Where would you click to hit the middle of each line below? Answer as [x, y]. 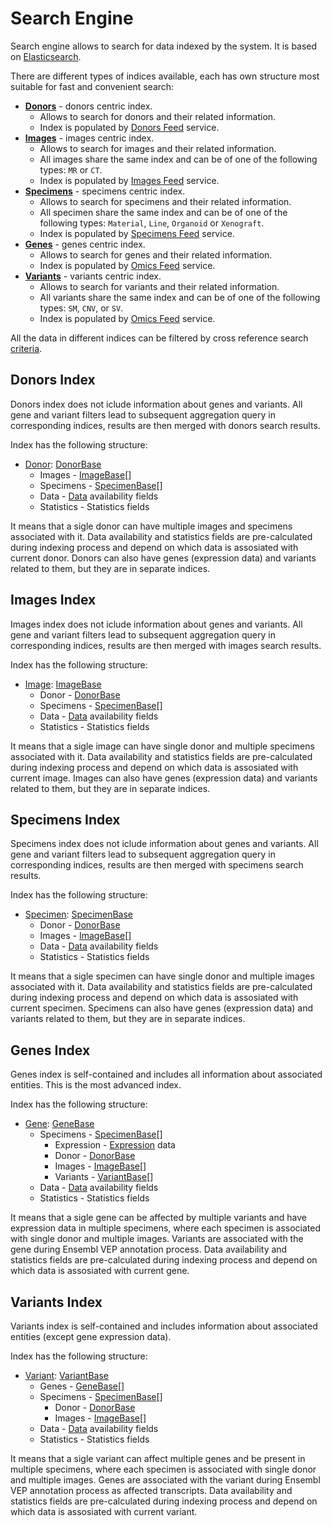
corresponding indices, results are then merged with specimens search [157, 865]
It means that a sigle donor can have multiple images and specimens [151, 526]
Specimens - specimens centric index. [105, 191]
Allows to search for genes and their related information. [156, 254]
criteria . [26, 348]
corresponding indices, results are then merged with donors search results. [165, 425]
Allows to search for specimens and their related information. [165, 201]
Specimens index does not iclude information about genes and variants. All [164, 844]
